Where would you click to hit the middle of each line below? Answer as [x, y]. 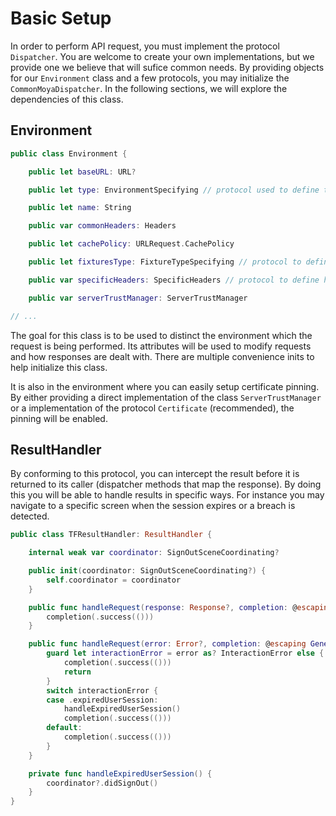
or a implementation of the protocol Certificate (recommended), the [152, 408]
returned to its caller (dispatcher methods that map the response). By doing [166, 484]
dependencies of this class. [67, 99]
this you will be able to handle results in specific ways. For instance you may [167, 495]
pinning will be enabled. [59, 418]
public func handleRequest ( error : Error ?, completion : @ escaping [167, 644]
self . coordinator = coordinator [114, 580]
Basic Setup [61, 18]
